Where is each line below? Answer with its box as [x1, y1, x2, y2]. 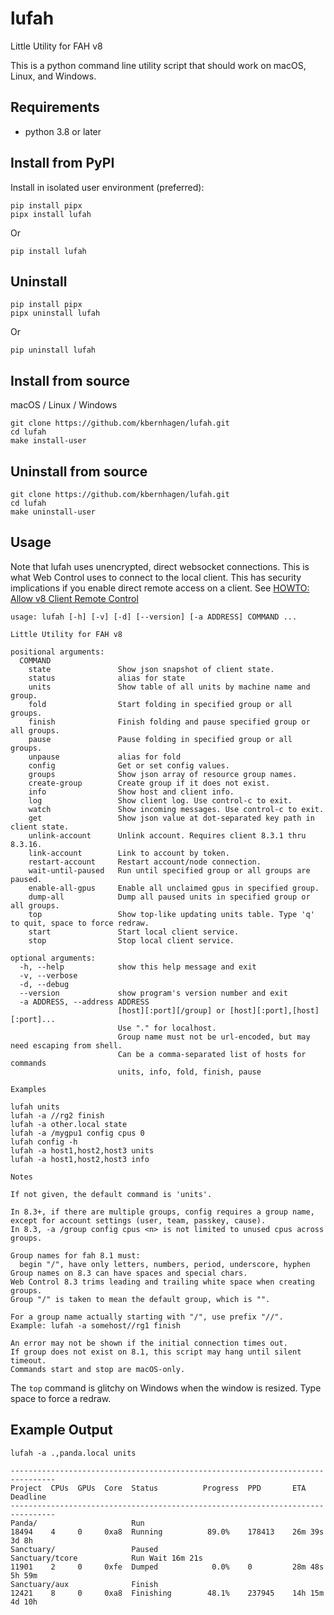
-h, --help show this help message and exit [19, 962, 257, 972]
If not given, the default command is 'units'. [10, 1189, 213, 1199]
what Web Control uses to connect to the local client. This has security [10, 571, 302, 583]
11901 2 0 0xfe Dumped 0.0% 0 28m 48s [10, 1562, 325, 1572]
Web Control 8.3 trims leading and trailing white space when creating [10, 1277, 315, 1287]
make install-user [10, 436, 87, 446]
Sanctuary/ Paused [10, 1544, 159, 1554]
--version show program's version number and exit [19, 988, 288, 998]
